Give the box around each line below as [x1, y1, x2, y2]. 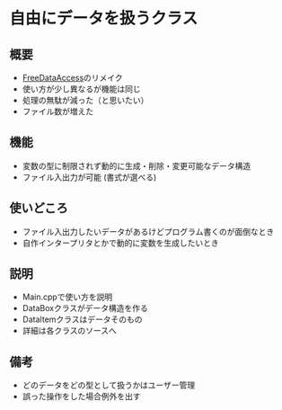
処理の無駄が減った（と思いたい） [22, 95, 149, 105]
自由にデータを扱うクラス [9, 8, 198, 29]
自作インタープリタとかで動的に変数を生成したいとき [22, 237, 219, 248]
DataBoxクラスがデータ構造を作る [22, 303, 148, 314]
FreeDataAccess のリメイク [22, 73, 123, 83]
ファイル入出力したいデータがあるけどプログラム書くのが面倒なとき [22, 226, 275, 236]
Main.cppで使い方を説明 [22, 291, 113, 302]
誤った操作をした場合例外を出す [22, 391, 141, 402]
